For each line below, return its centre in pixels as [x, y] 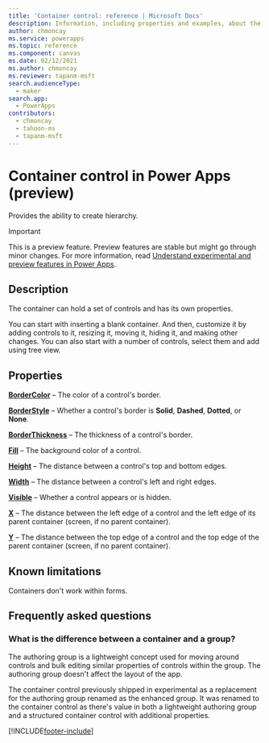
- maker [29, 91]
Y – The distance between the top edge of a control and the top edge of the [134, 537]
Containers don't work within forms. [68, 591]
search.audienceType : [45, 83]
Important [25, 231]
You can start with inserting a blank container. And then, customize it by [128, 325]
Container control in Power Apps [120, 176]
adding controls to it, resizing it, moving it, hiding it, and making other [123, 333]
